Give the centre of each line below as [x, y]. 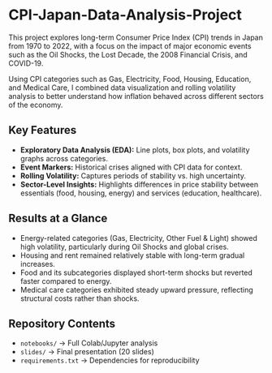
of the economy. [36, 105]
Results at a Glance [58, 219]
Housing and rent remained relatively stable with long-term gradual [132, 255]
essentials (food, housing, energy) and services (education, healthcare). [141, 193]
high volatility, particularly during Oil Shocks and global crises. [124, 247]
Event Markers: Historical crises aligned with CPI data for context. [131, 167]
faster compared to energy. [66, 281]
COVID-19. [26, 63]
